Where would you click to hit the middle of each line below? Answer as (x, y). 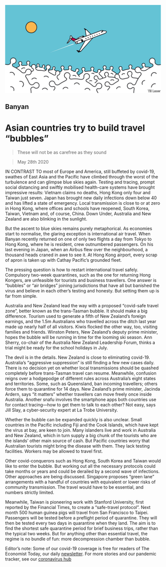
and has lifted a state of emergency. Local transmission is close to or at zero (83, 203)
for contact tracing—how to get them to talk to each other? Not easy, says (80, 404)
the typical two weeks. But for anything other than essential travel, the (76, 533)
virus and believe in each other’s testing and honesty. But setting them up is (82, 290)
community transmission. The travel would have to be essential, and (74, 487)
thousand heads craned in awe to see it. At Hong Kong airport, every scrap (81, 255)
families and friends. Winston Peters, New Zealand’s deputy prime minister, (82, 332)
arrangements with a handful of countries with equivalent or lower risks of (81, 482)
